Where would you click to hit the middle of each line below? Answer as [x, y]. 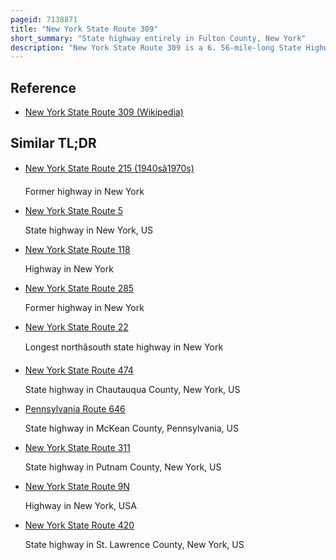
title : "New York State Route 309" [84, 29]
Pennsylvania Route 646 [75, 408]
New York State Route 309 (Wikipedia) [104, 112]
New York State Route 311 [77, 447]
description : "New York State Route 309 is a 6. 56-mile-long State [156, 47]
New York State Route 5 [73, 210]
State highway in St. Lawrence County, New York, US [134, 544]
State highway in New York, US [89, 230]
